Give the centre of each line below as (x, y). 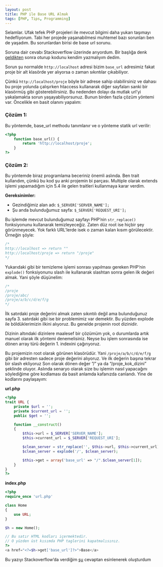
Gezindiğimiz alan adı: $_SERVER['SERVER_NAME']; (61, 205)
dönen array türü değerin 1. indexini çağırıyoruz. (53, 344)
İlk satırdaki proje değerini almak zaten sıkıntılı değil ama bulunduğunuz (76, 314)
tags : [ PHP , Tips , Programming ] (38, 19)
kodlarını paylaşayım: (26, 379)
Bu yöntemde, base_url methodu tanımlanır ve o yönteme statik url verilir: (78, 125)
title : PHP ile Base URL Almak (37, 14)
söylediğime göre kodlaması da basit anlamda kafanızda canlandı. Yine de (79, 374)
